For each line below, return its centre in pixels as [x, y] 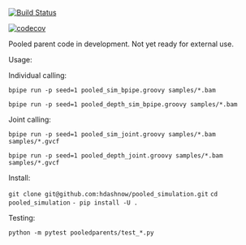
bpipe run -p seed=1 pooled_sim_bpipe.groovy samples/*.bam [112, 90]
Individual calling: [38, 75]
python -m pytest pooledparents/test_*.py [81, 233]
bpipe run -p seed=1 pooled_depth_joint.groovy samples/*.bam [116, 156]
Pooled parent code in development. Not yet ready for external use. [121, 44]
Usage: [20, 60]
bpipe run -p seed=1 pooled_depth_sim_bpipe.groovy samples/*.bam [123, 105]
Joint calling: [30, 119]
